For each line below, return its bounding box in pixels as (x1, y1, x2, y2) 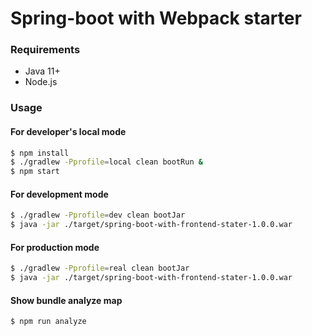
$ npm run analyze (10, 317, 87, 327)
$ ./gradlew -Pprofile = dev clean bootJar (10, 210, 186, 221)
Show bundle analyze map (10, 294, 123, 306)
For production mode (10, 241, 100, 253)
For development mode (10, 188, 109, 200)
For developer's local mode (10, 126, 127, 137)
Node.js (24, 76, 58, 88)
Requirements (10, 43, 81, 57)
